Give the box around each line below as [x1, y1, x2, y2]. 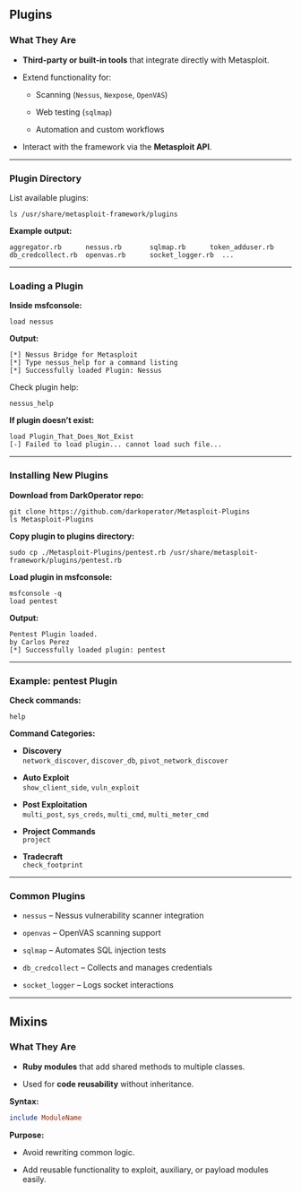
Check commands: [9, 695, 82, 705]
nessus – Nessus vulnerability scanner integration [21, 910, 204, 921]
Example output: [9, 225, 73, 236]
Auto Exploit [21, 772, 70, 782]
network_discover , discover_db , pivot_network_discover [21, 755, 228, 765]
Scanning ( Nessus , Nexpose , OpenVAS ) [35, 89, 168, 99]
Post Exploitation [21, 799, 88, 809]
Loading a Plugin [9, 280, 83, 292]
